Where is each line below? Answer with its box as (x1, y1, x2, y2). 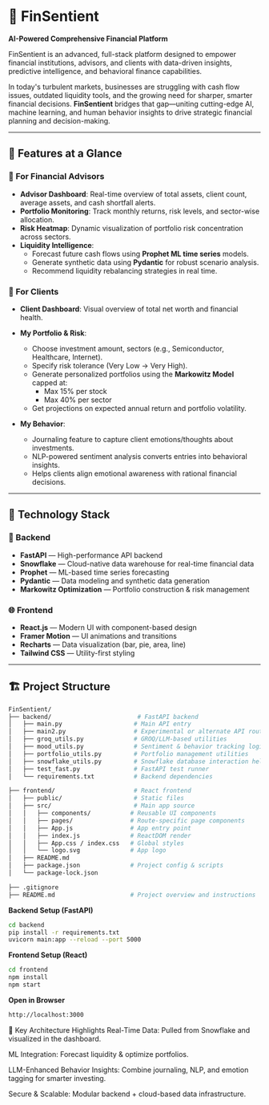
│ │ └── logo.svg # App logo (8, 847, 167, 855)
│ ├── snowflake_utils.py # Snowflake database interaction (8, 758, 249, 766)
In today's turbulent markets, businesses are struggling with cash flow (8, 82, 240, 91)
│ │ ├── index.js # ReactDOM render (8, 831, 192, 839)
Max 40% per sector (43, 395, 112, 404)
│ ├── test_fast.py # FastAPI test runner (8, 765, 210, 773)
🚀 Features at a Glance (8, 147, 122, 160)
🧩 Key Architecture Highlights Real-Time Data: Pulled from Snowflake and (8, 1025, 251, 1034)
